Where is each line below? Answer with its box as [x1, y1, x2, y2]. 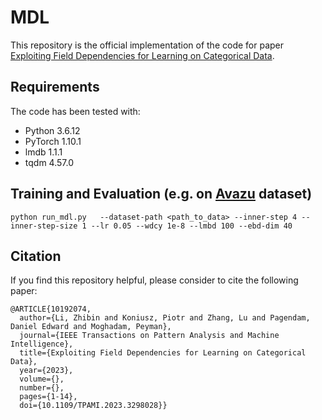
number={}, [19, 383, 65, 393]
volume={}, [19, 374, 65, 385]
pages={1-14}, [19, 392, 78, 402]
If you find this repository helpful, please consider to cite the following [10, 274, 299, 286]
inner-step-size [10, 221, 78, 231]
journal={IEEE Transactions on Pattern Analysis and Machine [19, 331, 280, 341]
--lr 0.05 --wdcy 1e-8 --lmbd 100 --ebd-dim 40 [90, 221, 293, 231]
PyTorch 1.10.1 [24, 135, 82, 147]
